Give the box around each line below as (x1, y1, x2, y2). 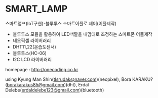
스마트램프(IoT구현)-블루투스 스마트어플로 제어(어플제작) (5, 20, 117, 26)
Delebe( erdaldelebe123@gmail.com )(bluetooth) (5, 87, 104, 93)
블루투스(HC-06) (12, 50, 47, 56)
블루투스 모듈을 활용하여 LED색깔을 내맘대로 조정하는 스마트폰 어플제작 (12, 31, 153, 37)
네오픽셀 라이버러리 (12, 37, 51, 43)
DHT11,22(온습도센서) (12, 43, 57, 50)
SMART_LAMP (5, 3, 68, 15)
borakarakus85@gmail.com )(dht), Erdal (7, 81, 89, 87)
